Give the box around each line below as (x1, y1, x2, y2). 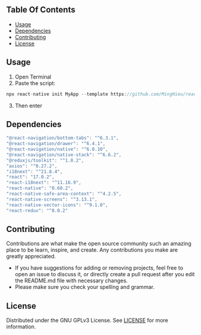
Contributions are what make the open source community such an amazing (6, 240, 191, 248)
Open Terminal (14, 73, 52, 80)
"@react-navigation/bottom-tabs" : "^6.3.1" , (6, 135, 119, 141)
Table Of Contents (6, 5, 76, 15)
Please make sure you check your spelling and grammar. (14, 283, 155, 291)
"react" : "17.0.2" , (6, 174, 55, 180)
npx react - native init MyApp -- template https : (6, 91, 127, 97)
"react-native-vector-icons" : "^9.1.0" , (6, 202, 109, 208)
